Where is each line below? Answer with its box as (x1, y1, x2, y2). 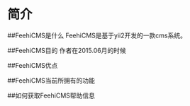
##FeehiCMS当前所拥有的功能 (7, 76, 96, 85)
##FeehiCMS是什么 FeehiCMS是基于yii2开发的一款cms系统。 (7, 31, 186, 40)
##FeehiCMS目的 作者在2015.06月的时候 (7, 46, 126, 54)
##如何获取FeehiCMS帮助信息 (7, 91, 96, 100)
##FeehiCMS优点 (7, 61, 58, 69)
